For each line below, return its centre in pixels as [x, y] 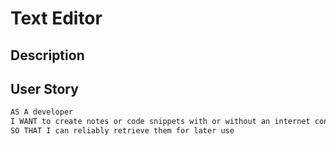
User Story [44, 88]
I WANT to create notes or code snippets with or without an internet [160, 122]
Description [47, 55]
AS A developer [42, 112]
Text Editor [56, 18]
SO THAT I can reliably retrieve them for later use [122, 131]
